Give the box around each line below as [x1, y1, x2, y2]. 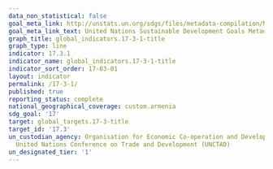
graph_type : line [8, 42, 67, 50]
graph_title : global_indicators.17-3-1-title [8, 34, 165, 43]
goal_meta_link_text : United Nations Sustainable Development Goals [8, 27, 245, 35]
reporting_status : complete [8, 95, 104, 103]
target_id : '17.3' [8, 125, 71, 133]
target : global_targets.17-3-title [8, 118, 129, 126]
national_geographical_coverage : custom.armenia [8, 102, 176, 110]
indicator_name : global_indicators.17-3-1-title [8, 58, 176, 66]
